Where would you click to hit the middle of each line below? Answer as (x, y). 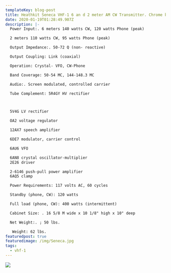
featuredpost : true (26, 236)
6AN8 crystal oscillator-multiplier (49, 158)
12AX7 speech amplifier (35, 130)
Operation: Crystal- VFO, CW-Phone (48, 66)
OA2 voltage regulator (34, 121)
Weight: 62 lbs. (29, 232)
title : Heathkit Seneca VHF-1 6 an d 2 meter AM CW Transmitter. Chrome (84, 15)
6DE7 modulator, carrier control (45, 139)
